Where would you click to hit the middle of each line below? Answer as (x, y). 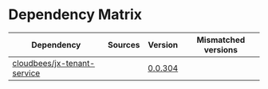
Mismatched (221, 40)
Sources (124, 44)
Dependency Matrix (75, 15)
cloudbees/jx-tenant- (54, 63)
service (26, 73)
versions (221, 49)
